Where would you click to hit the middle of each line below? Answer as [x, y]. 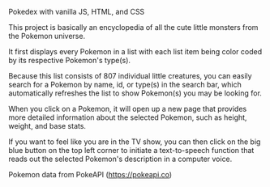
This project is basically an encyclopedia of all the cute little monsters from [133, 27]
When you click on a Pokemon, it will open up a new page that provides [128, 109]
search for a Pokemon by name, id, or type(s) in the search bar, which [125, 85]
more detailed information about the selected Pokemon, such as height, [128, 117]
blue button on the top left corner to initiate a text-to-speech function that [131, 150]
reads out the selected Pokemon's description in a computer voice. [120, 159]
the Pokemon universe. [47, 36]
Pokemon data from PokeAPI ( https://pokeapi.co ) [90, 174]
